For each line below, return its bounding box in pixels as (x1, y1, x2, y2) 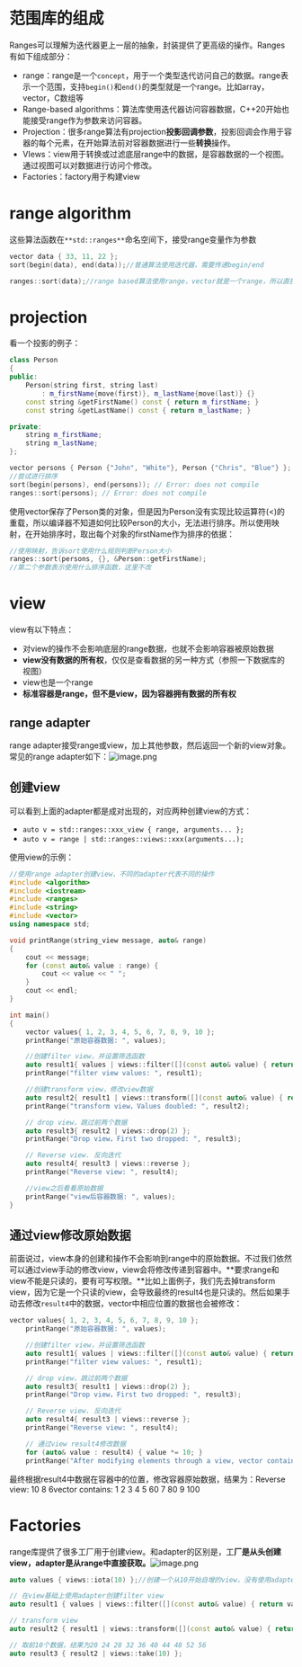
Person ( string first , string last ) (25, 381, 159, 390)
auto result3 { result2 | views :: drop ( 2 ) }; (25, 1126, 191, 1136)
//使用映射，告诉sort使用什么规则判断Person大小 (9, 546, 173, 556)
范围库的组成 (9, 8, 105, 29)
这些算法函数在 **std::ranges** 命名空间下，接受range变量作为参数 (9, 234, 257, 245)
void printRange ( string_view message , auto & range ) (9, 936, 207, 945)
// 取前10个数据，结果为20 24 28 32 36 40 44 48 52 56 (9, 1640, 207, 1650)
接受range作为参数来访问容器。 (30, 114, 147, 126)
